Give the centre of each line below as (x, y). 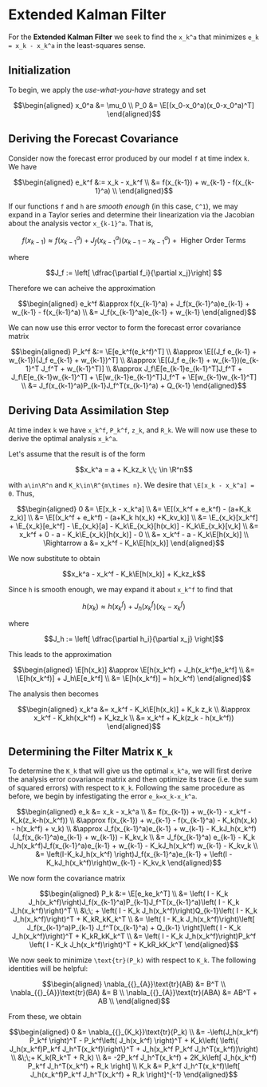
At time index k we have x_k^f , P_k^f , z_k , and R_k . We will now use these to (133, 430)
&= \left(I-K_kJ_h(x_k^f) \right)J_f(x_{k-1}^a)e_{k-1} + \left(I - (134, 854)
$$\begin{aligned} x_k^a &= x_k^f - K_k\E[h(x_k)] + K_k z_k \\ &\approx (134, 710)
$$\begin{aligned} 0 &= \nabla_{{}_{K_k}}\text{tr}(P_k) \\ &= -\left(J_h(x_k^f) (134, 1032)
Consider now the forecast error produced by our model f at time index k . (129, 158)
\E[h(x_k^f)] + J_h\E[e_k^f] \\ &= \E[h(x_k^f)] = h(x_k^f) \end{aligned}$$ (134, 679)
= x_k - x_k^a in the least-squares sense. (77, 45)
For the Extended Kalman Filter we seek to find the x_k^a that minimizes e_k (133, 37)
